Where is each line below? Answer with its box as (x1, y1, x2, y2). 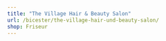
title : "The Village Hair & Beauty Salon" (7, 10, 131, 17)
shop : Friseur (7, 23, 48, 30)
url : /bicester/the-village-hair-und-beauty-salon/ (7, 17, 159, 24)
